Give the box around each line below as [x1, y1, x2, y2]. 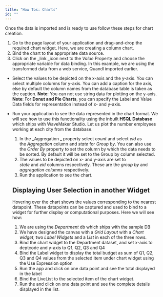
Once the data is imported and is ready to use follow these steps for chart [5, 25, 153, 31]
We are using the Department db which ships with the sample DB [19, 224, 150, 230]
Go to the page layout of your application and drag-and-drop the [12, 40, 143, 45]
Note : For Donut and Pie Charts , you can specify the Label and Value [12, 96, 152, 102]
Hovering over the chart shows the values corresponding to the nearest [12, 199, 156, 205]
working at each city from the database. [12, 126, 93, 132]
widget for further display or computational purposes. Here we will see [12, 210, 155, 215]
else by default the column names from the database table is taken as [12, 85, 152, 91]
